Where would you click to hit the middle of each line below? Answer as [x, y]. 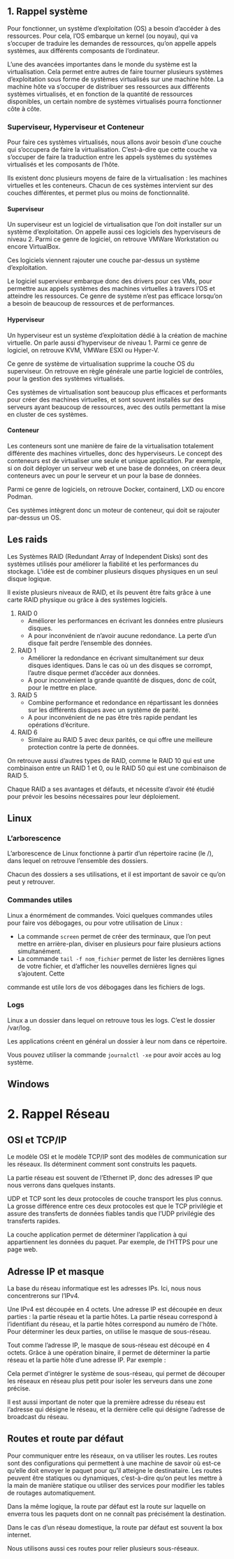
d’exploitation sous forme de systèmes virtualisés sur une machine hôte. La [116, 79]
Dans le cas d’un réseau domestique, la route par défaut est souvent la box [115, 1527]
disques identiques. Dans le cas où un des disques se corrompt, [120, 665]
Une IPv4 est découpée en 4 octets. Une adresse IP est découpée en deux [115, 1309]
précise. [19, 1388]
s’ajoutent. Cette [41, 973]
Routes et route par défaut [66, 1439]
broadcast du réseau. [38, 1417]
